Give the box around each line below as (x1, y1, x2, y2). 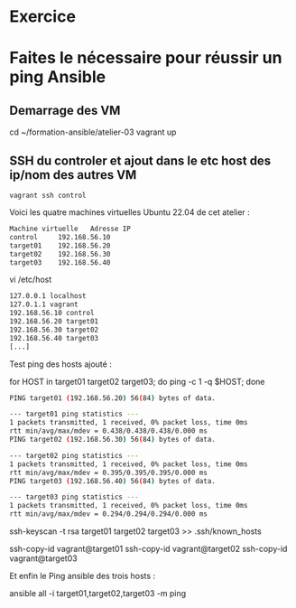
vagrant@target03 (9, 553, 79, 564)
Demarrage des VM (9, 102, 121, 118)
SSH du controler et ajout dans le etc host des (9, 153, 272, 168)
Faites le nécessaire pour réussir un (9, 48, 282, 69)
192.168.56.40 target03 (9, 333, 99, 342)
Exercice (9, 6, 77, 27)
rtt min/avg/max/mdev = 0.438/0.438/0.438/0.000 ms (9, 426, 208, 435)
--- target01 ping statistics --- (9, 409, 140, 419)
